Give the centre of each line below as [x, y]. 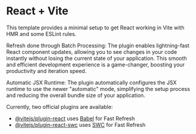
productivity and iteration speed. [46, 71]
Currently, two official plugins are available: [60, 106]
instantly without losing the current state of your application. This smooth [97, 58]
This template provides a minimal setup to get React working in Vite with [95, 28]
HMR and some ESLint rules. [41, 33]
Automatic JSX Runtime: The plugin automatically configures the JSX [91, 83]
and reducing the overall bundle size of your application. [76, 95]
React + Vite [37, 11]
